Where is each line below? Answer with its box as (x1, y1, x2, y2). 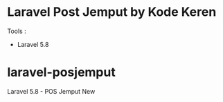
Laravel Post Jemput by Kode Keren (7, 4, 217, 20)
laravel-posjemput (7, 65, 116, 80)
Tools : (7, 27, 26, 35)
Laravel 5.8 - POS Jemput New (7, 87, 96, 95)
